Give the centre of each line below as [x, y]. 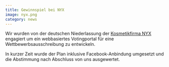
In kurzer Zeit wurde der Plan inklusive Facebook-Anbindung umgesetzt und [85, 54]
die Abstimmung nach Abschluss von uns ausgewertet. [63, 59]
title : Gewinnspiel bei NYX [35, 10]
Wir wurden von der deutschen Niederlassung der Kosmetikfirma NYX [78, 34]
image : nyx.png [21, 15]
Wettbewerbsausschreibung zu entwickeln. [50, 44]
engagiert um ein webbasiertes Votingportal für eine [60, 39]
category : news [21, 19]
